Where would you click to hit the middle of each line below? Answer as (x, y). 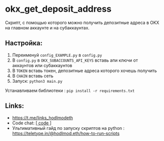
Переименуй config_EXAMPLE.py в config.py (57, 55)
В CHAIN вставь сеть (33, 76)
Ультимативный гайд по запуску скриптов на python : (68, 128)
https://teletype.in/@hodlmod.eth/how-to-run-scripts (66, 133)
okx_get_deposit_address (58, 9)
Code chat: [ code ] (32, 123)
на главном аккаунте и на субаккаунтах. (47, 27)
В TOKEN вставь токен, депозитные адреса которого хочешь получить (84, 70)
